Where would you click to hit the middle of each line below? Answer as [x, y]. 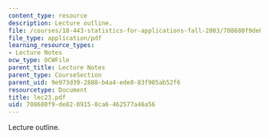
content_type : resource [48, 16]
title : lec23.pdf [37, 97]
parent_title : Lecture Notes [57, 68]
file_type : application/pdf [55, 38]
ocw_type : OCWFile [39, 61]
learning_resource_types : [51, 45]
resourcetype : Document [48, 90]
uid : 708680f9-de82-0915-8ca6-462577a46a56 [82, 104]
